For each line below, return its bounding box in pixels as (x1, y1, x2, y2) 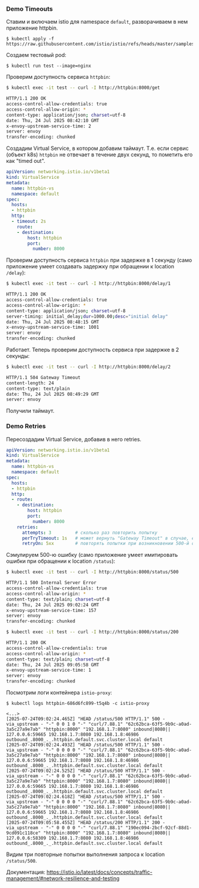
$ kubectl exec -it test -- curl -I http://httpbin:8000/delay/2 (6, 364, 171, 370)
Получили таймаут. (6, 408, 54, 415)
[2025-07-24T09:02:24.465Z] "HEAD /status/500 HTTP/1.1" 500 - (6, 716, 166, 722)
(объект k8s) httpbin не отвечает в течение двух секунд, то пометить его (6, 151, 193, 158)
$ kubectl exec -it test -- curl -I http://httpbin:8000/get (6, 85, 161, 91)
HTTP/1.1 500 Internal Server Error (6, 580, 97, 586)
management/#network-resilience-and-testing (6, 875, 120, 882)
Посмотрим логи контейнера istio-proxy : (6, 689, 113, 696)
